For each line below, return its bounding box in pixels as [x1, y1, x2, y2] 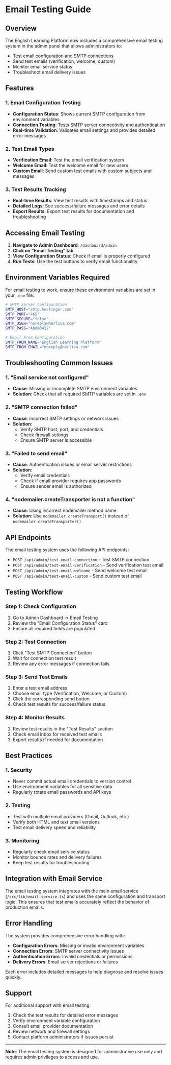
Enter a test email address [12, 685, 68, 691]
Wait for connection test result [12, 655, 76, 661]
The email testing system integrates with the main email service [5, 888, 139, 894]
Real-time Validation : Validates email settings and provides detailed [12, 127, 156, 133]
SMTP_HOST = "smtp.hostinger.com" [5, 306, 74, 312]
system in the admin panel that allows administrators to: [5, 43, 122, 49]
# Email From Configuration [5, 335, 65, 340]
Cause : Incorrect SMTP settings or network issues [12, 415, 119, 421]
